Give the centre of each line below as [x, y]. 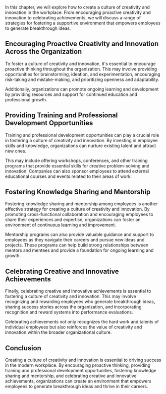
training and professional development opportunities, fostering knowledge [81, 371]
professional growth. [26, 99]
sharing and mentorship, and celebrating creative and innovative [71, 376]
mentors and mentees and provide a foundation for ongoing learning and [79, 250]
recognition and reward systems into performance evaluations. [69, 312]
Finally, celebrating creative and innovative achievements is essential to [78, 291]
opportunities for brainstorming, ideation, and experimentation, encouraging [83, 74]
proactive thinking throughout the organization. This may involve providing [81, 69]
